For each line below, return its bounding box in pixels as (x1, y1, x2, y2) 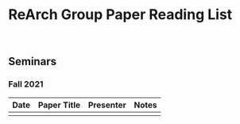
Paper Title (38, 99, 81, 110)
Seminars (8, 55, 57, 68)
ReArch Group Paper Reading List (8, 6, 233, 24)
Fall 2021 (8, 79, 44, 90)
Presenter (87, 99, 126, 110)
